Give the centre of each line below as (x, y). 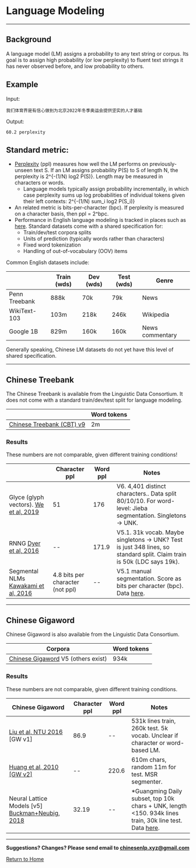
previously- (163, 164)
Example (22, 85)
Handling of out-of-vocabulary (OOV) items (75, 251)
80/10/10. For (136, 501)
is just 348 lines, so (143, 547)
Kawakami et (27, 586)
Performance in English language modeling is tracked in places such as (100, 220)
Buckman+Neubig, (34, 813)
